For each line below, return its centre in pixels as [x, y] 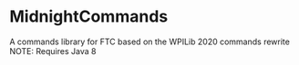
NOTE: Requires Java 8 [53, 51]
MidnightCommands [89, 17]
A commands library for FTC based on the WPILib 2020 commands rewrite [149, 42]
